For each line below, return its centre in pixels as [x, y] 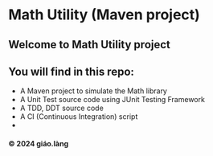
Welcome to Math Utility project [90, 45]
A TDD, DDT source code [62, 108]
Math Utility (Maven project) [104, 15]
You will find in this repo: [72, 71]
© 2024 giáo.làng [39, 143]
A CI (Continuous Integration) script [79, 117]
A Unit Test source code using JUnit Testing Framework [112, 100]
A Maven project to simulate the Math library [93, 91]
